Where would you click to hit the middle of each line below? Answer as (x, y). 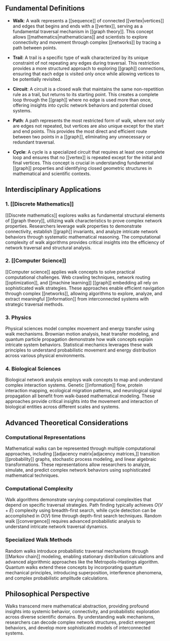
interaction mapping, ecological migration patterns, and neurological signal (83, 391)
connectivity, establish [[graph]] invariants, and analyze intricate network (82, 231)
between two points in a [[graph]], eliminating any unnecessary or (81, 136)
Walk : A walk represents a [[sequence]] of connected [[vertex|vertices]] (88, 20)
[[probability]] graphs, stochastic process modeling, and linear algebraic (81, 459)
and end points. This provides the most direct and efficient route (80, 131)
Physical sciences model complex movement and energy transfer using (80, 329)
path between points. (35, 47)
